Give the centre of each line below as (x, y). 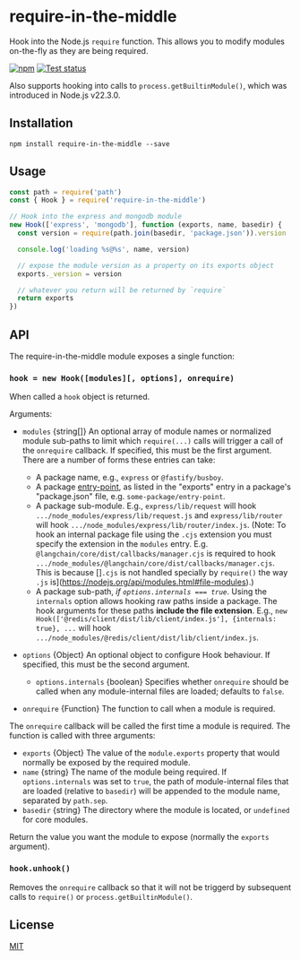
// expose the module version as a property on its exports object (146, 265)
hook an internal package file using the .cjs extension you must (154, 534)
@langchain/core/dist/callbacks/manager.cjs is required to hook (155, 554)
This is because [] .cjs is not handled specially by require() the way (162, 573)
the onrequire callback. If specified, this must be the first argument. (147, 451)
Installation (41, 123)
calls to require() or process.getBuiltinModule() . (101, 896)
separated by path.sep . (65, 800)
